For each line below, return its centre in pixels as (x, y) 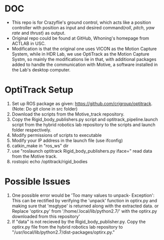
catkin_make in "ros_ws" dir (40, 146)
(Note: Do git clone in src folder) (45, 109)
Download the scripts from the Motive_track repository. (68, 114)
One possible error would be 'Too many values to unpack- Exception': (83, 195)
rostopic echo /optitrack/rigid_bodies (50, 161)
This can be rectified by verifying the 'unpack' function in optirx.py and (84, 200)
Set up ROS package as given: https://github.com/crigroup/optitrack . (82, 103)
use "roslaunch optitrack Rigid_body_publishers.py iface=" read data (82, 151)
